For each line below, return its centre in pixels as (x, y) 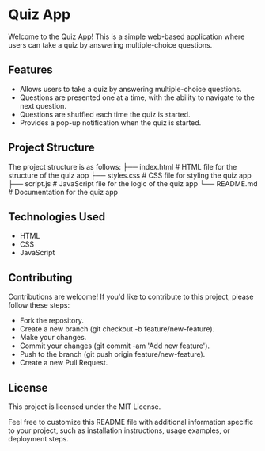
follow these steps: (39, 305)
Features (30, 70)
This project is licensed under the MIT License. (85, 407)
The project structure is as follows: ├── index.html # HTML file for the (123, 166)
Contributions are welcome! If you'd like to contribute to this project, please (131, 297)
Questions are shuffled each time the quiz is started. (105, 114)
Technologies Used (57, 217)
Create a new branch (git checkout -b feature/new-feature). (117, 329)
